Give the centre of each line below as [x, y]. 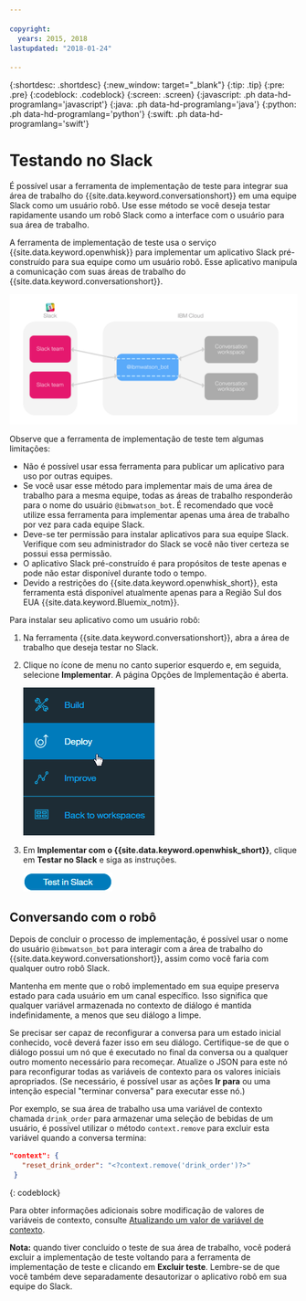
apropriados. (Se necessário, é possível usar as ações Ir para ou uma [140, 1082]
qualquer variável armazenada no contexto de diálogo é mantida [131, 1006]
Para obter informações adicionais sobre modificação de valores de [137, 1210]
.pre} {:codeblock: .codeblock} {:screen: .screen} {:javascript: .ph [132, 95]
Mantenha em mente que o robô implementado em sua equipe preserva [145, 986]
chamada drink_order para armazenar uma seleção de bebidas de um [142, 1118]
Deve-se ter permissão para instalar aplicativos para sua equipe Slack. [156, 534]
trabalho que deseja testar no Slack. [90, 648]
